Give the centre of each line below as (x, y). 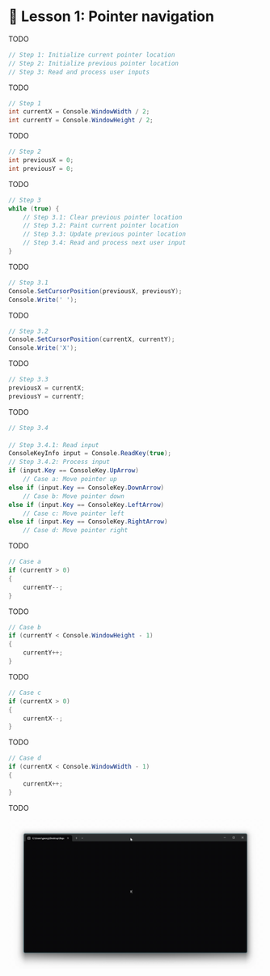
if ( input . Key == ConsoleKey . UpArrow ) (74, 471)
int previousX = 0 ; (41, 160)
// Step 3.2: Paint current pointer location (101, 226)
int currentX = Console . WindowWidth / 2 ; (79, 112)
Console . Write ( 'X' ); (43, 348)
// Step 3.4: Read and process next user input (104, 243)
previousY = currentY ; (46, 396)
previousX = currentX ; (46, 388)
